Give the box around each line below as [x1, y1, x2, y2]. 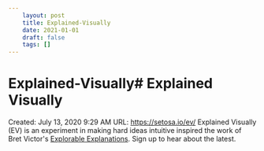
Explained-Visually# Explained [8, 75, 214, 93]
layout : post [22, 11, 65, 20]
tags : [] [22, 41, 51, 49]
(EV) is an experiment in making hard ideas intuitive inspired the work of [8, 126, 242, 135]
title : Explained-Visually [22, 19, 111, 27]
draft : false [22, 33, 65, 42]
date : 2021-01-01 [22, 26, 80, 34]
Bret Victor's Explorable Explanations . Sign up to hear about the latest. [8, 134, 236, 144]
